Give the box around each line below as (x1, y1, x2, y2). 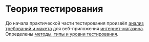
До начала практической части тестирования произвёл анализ (5, 20, 144, 26)
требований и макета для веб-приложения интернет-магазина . (5, 25, 144, 31)
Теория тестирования (5, 3, 103, 15)
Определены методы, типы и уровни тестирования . (5, 31, 119, 37)
